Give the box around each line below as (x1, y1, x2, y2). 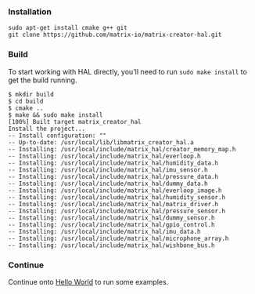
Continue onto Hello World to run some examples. (8, 277, 169, 286)
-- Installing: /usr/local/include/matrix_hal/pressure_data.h (8, 172, 219, 180)
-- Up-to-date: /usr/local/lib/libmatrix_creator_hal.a (8, 138, 194, 147)
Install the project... (8, 125, 86, 132)
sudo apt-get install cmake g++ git (8, 24, 127, 32)
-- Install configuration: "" (8, 132, 107, 140)
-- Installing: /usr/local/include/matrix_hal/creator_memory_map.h (8, 145, 236, 153)
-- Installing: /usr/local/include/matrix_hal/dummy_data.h (8, 180, 209, 187)
